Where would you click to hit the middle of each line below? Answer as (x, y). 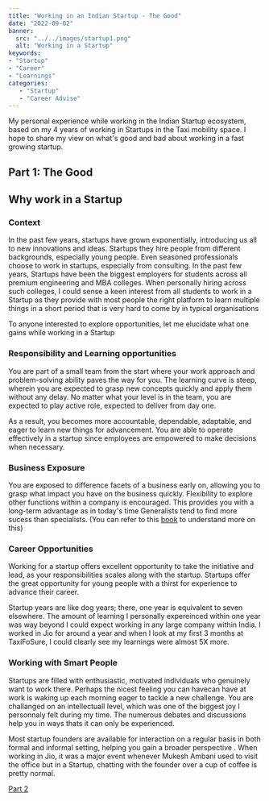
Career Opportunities (51, 549)
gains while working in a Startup (62, 333)
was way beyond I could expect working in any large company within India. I (135, 625)
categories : (28, 83)
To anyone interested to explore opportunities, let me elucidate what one (129, 324)
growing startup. (36, 147)
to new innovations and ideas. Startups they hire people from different (124, 249)
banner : (21, 31)
